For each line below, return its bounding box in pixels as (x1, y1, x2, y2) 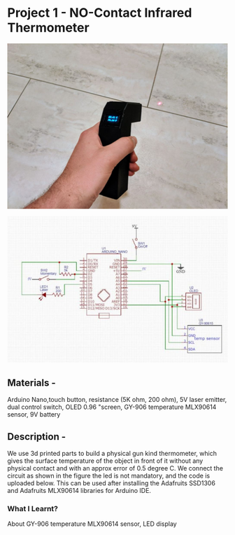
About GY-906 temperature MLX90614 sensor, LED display (7, 520, 177, 528)
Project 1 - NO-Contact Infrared (7, 5, 192, 21)
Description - (7, 431, 66, 443)
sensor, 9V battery (7, 410, 61, 419)
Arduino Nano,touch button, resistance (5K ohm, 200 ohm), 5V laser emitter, (7, 396, 227, 404)
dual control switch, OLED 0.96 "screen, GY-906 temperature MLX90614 (7, 403, 217, 411)
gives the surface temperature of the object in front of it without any (7, 457, 204, 465)
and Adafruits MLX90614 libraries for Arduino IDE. (7, 486, 152, 494)
